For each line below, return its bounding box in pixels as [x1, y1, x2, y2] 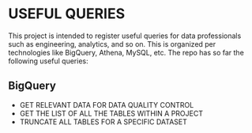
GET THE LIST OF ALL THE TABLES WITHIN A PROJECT [19, 108, 204, 118]
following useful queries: [8, 56, 88, 66]
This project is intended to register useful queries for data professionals [8, 31, 242, 40]
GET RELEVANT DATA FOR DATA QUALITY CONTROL [19, 100, 194, 109]
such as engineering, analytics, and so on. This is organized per [8, 39, 216, 48]
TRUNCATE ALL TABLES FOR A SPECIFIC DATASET [19, 116, 188, 127]
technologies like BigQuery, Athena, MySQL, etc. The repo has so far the [8, 47, 245, 57]
